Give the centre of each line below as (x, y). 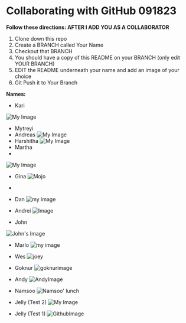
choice (23, 76)
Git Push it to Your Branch (46, 82)
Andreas (25, 135)
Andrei (23, 210)
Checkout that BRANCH (43, 51)
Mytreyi (24, 128)
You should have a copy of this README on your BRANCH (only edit (97, 57)
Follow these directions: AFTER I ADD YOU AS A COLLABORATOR (88, 27)
